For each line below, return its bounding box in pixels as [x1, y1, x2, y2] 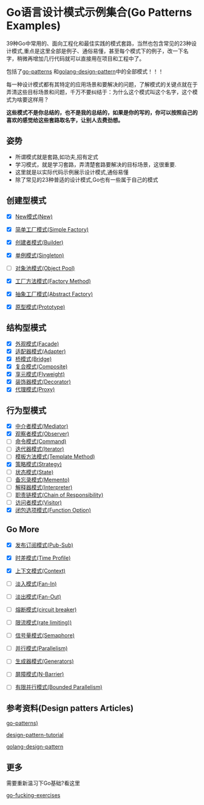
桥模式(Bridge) [15, 355, 52, 362]
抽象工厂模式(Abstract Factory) [15, 290, 93, 298]
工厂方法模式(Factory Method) [15, 277, 91, 284]
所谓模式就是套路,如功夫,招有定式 [15, 153, 98, 160]
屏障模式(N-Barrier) [15, 671, 64, 678]
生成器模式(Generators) [15, 657, 74, 665]
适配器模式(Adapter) [15, 348, 66, 355]
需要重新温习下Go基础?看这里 [6, 779, 80, 787]
